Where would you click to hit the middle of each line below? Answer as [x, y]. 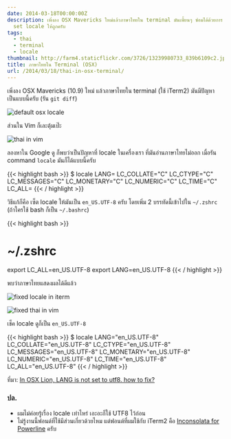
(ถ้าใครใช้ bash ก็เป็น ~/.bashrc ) [48, 210]
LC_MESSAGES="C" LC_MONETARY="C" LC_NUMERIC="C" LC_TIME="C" [112, 181]
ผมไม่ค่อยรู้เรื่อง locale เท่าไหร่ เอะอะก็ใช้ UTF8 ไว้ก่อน [81, 413]
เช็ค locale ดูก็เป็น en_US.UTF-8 [47, 324]
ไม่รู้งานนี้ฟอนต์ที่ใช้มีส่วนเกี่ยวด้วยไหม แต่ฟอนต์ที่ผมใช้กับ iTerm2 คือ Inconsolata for [118, 420]
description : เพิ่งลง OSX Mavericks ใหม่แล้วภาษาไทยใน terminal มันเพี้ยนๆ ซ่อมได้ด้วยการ [115, 20]
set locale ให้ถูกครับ [40, 26]
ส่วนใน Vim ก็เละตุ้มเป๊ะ [34, 125]
